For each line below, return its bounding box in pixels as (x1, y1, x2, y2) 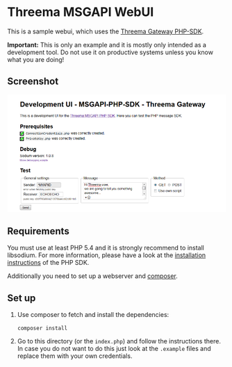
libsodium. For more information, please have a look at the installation (7, 251, 206, 259)
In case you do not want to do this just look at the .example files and (17, 345, 212, 353)
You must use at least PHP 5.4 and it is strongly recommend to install (7, 244, 205, 252)
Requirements (7, 225, 69, 237)
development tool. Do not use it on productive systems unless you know (7, 48, 214, 56)
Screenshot (7, 76, 59, 88)
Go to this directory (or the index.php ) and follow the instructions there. (17, 337, 221, 345)
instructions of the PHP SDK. (7, 259, 90, 267)
